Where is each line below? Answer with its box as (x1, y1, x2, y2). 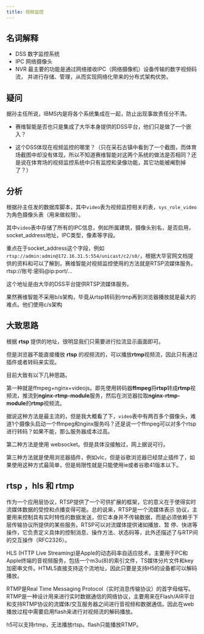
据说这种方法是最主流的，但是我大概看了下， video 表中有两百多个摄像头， (6, 412, 191, 419)
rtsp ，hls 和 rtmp (6, 481, 75, 491)
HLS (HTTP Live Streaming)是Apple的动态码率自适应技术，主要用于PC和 (6, 549, 188, 557)
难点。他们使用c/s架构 (6, 301, 63, 308)
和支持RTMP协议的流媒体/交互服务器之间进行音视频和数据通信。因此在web (6, 600, 194, 607)
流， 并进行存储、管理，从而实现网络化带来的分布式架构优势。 (15, 73, 172, 80)
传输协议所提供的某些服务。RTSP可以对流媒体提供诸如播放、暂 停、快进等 (11, 521, 198, 528)
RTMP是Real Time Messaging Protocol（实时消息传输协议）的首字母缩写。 (6, 585, 194, 592)
